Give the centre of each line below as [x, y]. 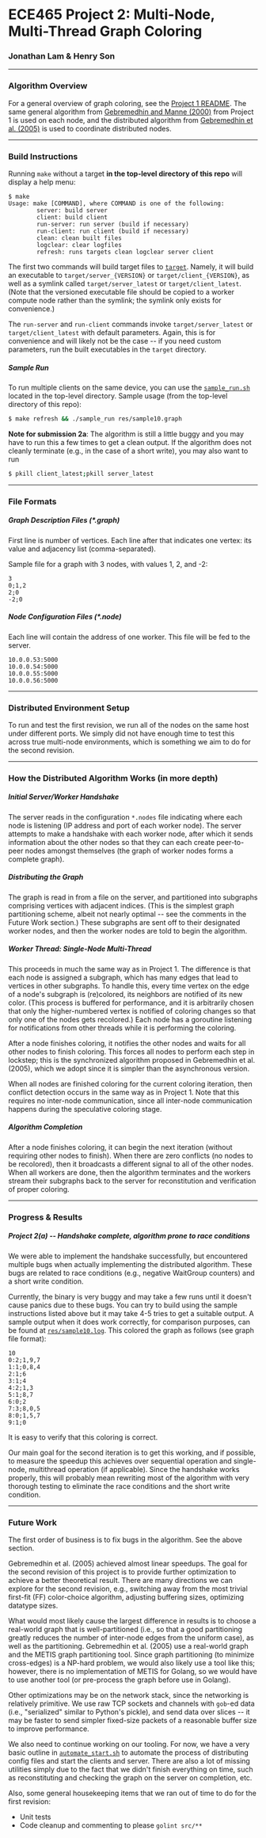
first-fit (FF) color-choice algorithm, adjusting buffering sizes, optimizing [126, 1596]
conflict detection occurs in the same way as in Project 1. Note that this [124, 1092]
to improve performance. [49, 1729]
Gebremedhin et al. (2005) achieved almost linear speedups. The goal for [128, 1563]
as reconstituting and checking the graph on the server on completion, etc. [130, 1777]
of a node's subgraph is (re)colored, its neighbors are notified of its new [125, 994]
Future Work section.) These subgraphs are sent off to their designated [124, 922]
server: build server [72, 211]
